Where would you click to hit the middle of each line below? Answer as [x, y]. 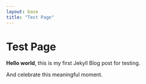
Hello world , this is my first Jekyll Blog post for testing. [73, 63]
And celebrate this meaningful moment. [54, 74]
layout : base [22, 12]
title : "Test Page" [30, 17]
